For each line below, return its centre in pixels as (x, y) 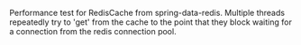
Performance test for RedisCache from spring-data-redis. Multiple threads (147, 13)
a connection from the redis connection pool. (93, 31)
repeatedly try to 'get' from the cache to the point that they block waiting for (151, 22)
